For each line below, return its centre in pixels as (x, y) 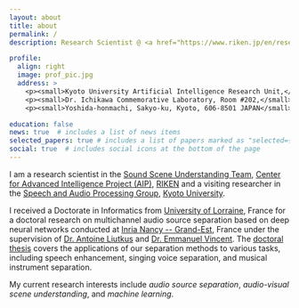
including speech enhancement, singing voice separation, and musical (138, 257)
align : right (41, 67)
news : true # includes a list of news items (95, 133)
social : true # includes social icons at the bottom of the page (135, 149)
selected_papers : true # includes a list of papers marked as (127, 141)
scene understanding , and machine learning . (92, 294)
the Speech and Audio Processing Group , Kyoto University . (117, 193)
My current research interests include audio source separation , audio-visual (149, 284)
